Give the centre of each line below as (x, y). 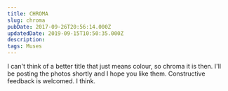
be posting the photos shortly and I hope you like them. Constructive (106, 73)
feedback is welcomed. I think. (52, 81)
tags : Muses (25, 46)
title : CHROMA (28, 14)
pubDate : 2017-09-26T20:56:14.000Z (59, 27)
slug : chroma (26, 20)
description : (26, 40)
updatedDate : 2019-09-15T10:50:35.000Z (66, 33)
